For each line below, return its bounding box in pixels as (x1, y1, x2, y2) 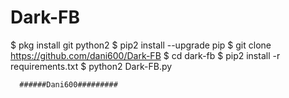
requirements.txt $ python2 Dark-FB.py (10, 60, 173, 72)
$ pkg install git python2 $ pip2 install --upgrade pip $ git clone (10, 39, 272, 51)
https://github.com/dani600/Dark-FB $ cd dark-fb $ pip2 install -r (10, 49, 281, 61)
